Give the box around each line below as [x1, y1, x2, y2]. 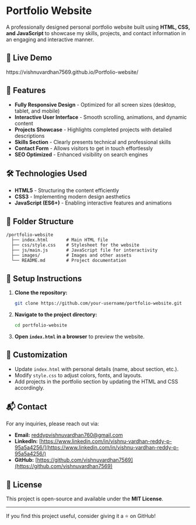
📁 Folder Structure [6, 216, 74, 226]
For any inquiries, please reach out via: [6, 420, 99, 427]
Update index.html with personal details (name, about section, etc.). [14, 365, 179, 373]
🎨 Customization [6, 350, 68, 360]
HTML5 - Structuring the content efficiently [14, 187, 120, 194]
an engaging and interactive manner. [6, 36, 94, 43]
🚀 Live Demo [6, 53, 52, 63]
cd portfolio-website [14, 322, 67, 328]
